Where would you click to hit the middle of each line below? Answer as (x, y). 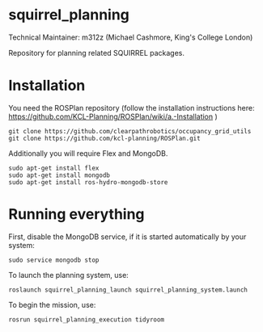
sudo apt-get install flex (54, 168)
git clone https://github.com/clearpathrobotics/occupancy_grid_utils (130, 131)
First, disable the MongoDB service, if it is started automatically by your (127, 237)
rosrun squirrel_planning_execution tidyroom (86, 319)
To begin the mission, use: (52, 305)
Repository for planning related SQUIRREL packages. (96, 53)
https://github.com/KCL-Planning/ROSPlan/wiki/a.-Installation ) (113, 116)
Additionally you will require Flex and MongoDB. (88, 153)
